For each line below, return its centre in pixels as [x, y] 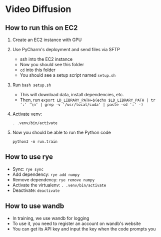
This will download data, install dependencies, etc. [72, 94]
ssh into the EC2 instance [46, 59]
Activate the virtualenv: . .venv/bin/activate [59, 185]
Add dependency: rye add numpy [46, 174]
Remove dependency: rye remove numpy [53, 179]
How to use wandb [35, 206]
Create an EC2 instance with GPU [47, 40]
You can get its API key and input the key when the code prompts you [84, 228]
